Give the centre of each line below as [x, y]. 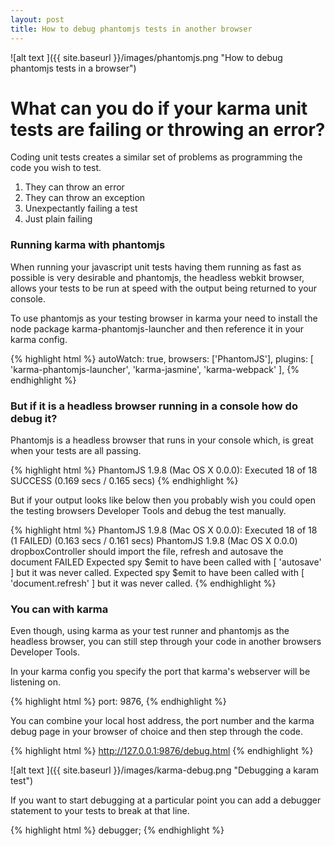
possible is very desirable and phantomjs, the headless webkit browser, [157, 277]
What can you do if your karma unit [159, 108]
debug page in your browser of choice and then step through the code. [156, 732]
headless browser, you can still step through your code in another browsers [166, 642]
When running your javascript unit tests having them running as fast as [156, 267]
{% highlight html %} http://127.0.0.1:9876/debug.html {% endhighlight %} [162, 751]
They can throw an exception [85, 198]
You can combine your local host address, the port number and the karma [162, 721]
